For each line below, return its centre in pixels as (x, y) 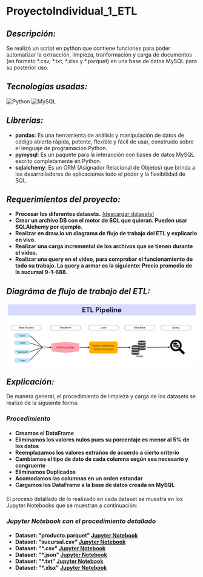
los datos (27, 446)
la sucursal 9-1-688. (41, 272)
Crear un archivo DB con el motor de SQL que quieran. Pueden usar (101, 221)
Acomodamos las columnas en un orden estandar (79, 478)
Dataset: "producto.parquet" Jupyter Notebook (76, 536)
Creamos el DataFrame (45, 433)
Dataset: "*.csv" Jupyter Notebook (60, 548)
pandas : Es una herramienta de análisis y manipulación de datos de (100, 135)
